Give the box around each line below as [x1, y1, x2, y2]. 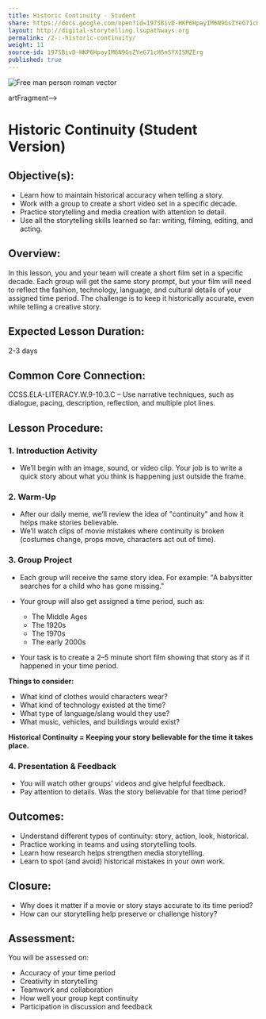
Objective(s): [8, 169, 74, 183]
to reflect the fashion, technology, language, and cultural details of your [8, 285, 242, 294]
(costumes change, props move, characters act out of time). [19, 535, 216, 544]
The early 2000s [31, 636, 86, 647]
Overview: [8, 247, 61, 260]
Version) [8, 138, 66, 156]
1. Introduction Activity [8, 445, 97, 456]
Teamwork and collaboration [19, 985, 113, 994]
